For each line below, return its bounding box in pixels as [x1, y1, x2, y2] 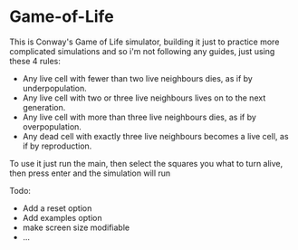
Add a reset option [22, 202, 92, 214]
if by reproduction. [22, 140, 92, 151]
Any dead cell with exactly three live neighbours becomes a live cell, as [22, 130, 289, 141]
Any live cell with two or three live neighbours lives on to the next [22, 92, 266, 103]
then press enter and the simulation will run [9, 168, 171, 178]
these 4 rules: [9, 55, 62, 66]
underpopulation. [22, 82, 88, 93]
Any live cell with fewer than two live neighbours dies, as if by [22, 72, 254, 83]
